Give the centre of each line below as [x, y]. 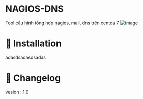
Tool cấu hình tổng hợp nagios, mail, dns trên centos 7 [62, 23]
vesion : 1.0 [17, 92]
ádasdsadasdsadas [25, 57]
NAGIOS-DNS [34, 9]
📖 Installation [34, 43]
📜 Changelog [33, 78]
